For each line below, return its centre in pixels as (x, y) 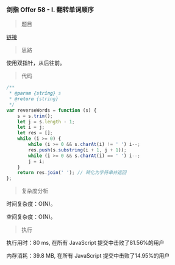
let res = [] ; (35, 133)
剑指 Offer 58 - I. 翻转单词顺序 (50, 9)
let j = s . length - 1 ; (46, 122)
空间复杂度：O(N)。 (31, 217)
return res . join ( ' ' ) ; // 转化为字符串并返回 (72, 173)
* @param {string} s (35, 93)
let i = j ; (31, 127)
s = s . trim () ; (35, 116)
